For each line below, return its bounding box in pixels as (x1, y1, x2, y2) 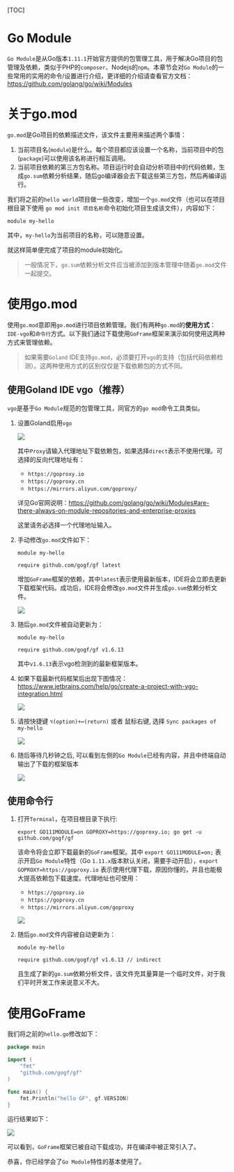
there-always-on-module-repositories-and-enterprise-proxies (17, 506, 196, 515)
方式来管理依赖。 (7, 338, 56, 346)
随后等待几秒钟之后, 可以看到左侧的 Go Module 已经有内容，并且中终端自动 (17, 751, 226, 759)
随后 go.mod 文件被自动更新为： (17, 620, 104, 629)
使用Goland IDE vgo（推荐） (7, 384, 130, 396)
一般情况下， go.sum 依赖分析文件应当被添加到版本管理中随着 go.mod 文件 (24, 260, 227, 269)
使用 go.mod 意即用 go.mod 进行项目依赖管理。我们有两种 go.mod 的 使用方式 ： (7, 320, 216, 329)
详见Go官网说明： (17, 498, 69, 506)
